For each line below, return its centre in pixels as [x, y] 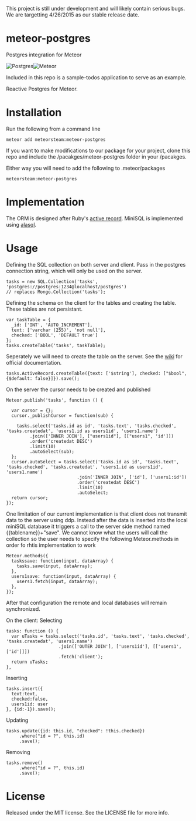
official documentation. [34, 362]
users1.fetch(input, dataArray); [57, 581]
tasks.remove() [25, 763]
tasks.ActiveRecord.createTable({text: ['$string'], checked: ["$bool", [97, 373]
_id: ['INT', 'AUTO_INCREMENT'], [52, 325]
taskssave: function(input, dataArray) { [63, 561]
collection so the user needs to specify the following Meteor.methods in [92, 539]
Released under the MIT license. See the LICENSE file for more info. [88, 812]
